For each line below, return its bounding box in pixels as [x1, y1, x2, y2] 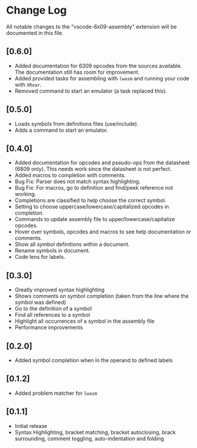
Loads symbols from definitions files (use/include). [14, 120, 139, 127]
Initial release [14, 422, 47, 429]
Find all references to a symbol [14, 311, 91, 319]
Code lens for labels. [14, 254, 66, 261]
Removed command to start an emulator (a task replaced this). [14, 87, 167, 95]
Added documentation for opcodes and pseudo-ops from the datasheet [14, 159, 190, 166]
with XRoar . [14, 81, 42, 88]
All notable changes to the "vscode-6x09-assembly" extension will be [6, 23, 177, 30]
